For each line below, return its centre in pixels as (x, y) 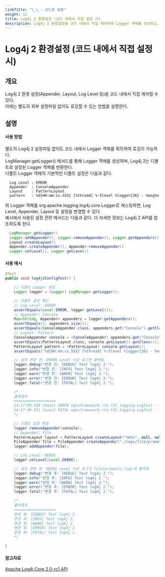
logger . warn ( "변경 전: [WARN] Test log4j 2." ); (62, 374)
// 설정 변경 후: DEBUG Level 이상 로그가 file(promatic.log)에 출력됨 (82, 469)
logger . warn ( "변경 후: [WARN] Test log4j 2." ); (62, 482)
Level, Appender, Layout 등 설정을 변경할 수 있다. (53, 211)
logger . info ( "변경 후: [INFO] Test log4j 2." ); (62, 478)
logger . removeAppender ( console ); (48, 428)
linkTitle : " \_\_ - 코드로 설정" (36, 10)
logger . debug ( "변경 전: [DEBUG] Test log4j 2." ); (64, 365)
